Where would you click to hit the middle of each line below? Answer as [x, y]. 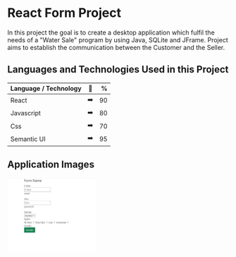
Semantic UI [28, 139]
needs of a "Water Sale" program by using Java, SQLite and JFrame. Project [118, 39]
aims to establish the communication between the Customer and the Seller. [116, 47]
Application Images [51, 164]
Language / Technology [46, 89]
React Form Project [64, 13]
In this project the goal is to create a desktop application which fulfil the [111, 32]
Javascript [25, 113]
